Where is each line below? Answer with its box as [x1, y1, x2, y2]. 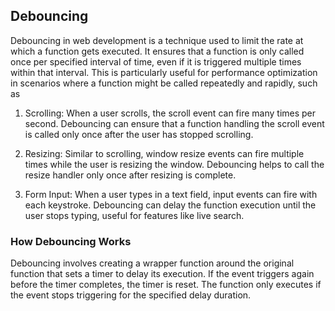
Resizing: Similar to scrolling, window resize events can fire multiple [24, 147, 305, 159]
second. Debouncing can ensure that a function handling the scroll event [24, 117, 325, 129]
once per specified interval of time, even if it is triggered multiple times [10, 55, 302, 68]
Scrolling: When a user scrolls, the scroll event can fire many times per [24, 107, 317, 119]
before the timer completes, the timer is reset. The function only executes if [10, 279, 322, 291]
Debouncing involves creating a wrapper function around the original [10, 257, 295, 269]
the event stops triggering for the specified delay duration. [10, 289, 252, 301]
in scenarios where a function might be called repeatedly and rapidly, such [10, 77, 318, 89]
